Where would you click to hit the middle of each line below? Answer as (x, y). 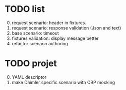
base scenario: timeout (35, 33)
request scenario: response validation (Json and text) (66, 28)
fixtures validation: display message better (55, 38)
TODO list (25, 9)
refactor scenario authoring (40, 43)
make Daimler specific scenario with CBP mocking (63, 82)
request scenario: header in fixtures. (49, 23)
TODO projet (31, 64)
